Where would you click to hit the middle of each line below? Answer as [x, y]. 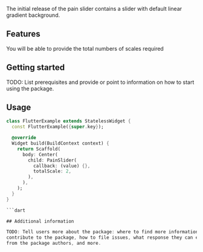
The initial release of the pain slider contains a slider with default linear [94, 9]
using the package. [30, 88]
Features [23, 34]
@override [24, 138]
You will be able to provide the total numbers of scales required [85, 48]
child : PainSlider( [53, 160]
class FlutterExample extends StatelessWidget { [69, 121]
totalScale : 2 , [52, 171]
